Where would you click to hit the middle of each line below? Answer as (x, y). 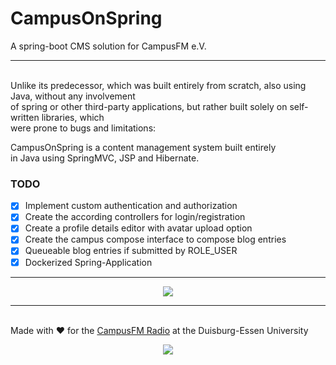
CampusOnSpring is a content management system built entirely (143, 147)
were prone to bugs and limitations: (83, 128)
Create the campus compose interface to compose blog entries (155, 239)
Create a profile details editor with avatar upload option (138, 228)
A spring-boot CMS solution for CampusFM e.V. (108, 46)
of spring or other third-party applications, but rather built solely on (149, 106)
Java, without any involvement (73, 96)
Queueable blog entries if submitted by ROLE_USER (131, 251)
